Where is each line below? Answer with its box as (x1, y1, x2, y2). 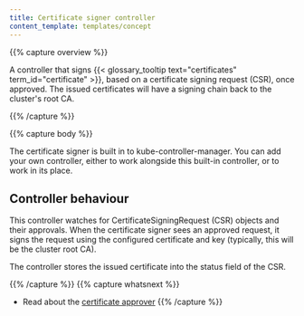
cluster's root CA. (9, 92, 75, 104)
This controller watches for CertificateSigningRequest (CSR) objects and (9, 215, 280, 226)
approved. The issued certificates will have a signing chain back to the (9, 83, 272, 94)
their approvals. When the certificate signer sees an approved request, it (9, 225, 280, 235)
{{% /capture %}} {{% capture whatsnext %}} (9, 279, 180, 290)
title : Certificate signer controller (9, 13, 156, 23)
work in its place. (9, 165, 73, 176)
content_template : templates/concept (9, 22, 152, 31)
